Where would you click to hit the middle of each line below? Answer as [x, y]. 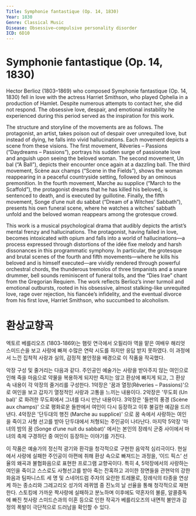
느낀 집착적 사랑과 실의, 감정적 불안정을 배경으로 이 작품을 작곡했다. [88, 358]
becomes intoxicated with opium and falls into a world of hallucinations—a [96, 238]
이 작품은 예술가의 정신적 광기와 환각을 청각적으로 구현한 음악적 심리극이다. [91, 448]
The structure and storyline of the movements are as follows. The [85, 127]
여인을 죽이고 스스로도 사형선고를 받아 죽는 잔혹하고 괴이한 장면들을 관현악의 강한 [98, 470]
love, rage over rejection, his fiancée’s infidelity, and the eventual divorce [94, 294]
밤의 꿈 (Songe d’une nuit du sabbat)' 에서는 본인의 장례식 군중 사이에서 [100, 429]
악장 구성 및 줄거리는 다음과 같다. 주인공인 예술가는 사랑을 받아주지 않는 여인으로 [97, 370]
